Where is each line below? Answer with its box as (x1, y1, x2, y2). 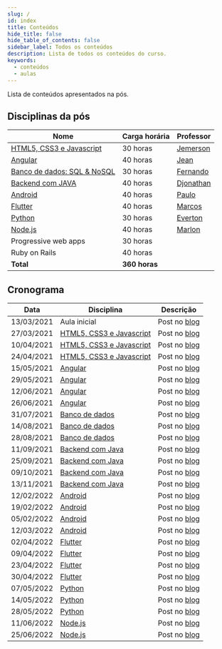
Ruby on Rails (11, 247, 57, 257)
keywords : (7, 57, 37, 64)
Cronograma (7, 283, 65, 296)
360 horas (122, 260, 158, 270)
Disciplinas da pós (7, 110, 90, 122)
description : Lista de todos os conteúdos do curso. (7, 51, 167, 58)
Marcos (176, 201, 203, 211)
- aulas (14, 70, 37, 77)
